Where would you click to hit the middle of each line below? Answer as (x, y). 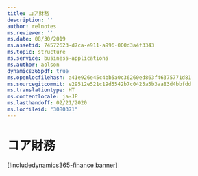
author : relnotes (32, 26)
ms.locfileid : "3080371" (42, 109)
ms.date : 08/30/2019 (37, 39)
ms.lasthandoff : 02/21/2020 (47, 103)
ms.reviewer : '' (30, 33)
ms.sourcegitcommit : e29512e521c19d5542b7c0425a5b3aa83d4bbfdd (99, 84)
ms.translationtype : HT (41, 90)
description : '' (30, 20)
